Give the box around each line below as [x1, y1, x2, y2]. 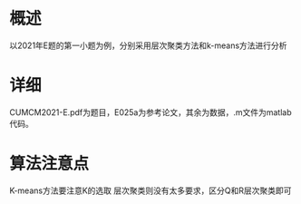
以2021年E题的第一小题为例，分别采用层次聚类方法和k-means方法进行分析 [9, 40, 287, 51]
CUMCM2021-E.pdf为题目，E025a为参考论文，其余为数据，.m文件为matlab [9, 106, 292, 118]
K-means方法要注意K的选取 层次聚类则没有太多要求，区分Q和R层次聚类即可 [9, 185, 292, 196]
